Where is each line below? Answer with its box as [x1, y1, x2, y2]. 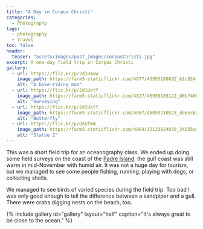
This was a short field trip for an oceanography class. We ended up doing [6, 148, 189, 155]
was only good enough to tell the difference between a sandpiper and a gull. [6, 192, 196, 199]
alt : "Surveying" [17, 98, 61, 104]
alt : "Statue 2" [17, 132, 59, 139]
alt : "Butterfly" [17, 115, 61, 121]
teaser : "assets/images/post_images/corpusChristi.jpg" [11, 54, 155, 60]
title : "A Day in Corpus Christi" [6, 8, 94, 15]
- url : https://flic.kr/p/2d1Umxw [11, 71, 98, 77]
